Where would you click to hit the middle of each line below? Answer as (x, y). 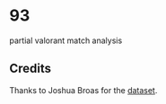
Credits (31, 69)
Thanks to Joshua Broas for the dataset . (83, 90)
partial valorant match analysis (66, 40)
